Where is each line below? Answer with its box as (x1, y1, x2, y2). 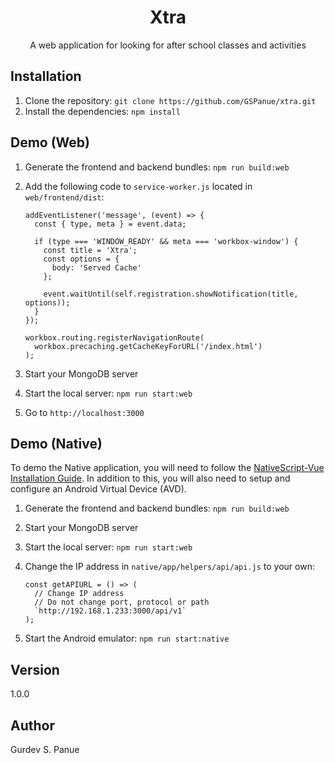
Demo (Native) (10, 435, 103, 452)
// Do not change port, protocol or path (34, 597, 210, 608)
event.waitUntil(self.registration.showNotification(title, (43, 289, 299, 299)
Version (10, 661, 60, 678)
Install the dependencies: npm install (24, 105, 181, 117)
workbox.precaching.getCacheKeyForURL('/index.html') (34, 341, 263, 351)
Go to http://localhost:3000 (24, 406, 145, 418)
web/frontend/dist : (24, 191, 105, 203)
